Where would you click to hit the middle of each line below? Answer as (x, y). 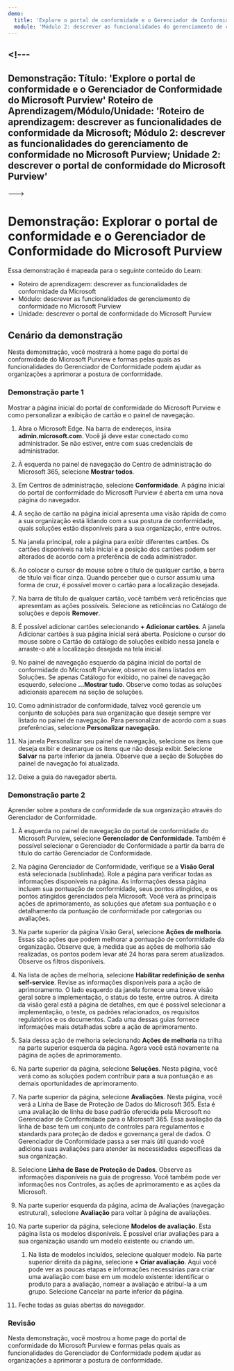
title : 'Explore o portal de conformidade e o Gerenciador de (106, 20)
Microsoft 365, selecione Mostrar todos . (76, 472)
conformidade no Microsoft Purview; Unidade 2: (114, 155)
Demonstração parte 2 (47, 795)
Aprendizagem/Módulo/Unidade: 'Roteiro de (106, 111)
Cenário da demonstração (66, 335)
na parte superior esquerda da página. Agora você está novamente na (118, 1047)
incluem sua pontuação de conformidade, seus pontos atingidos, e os (118, 888)
